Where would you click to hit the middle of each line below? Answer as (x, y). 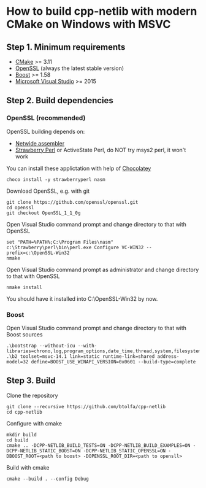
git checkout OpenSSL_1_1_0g (44, 213)
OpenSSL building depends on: (46, 131)
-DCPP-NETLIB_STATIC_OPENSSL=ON (124, 451)
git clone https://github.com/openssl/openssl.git (72, 202)
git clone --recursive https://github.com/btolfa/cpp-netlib (86, 406)
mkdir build (21, 435)
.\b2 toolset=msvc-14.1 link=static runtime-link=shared (81, 356)
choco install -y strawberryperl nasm (56, 179)
